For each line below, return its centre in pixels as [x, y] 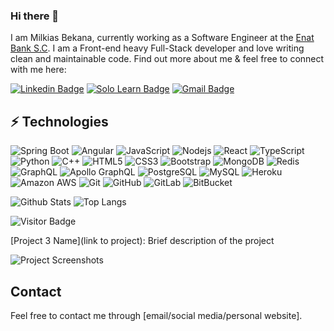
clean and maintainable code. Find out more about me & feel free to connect [167, 59]
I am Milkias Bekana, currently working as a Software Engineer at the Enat [162, 38]
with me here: [38, 70]
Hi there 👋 [35, 16]
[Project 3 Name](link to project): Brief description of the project [142, 241]
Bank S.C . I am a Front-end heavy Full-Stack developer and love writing [157, 48]
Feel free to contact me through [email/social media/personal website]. [156, 315]
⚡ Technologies [59, 121]
